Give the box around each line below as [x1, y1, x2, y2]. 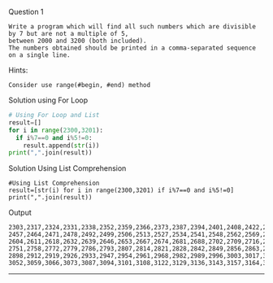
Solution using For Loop [8, 95, 89, 105]
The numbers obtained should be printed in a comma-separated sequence [8, 44, 256, 52]
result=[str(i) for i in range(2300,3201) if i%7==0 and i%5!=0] [8, 186, 234, 194]
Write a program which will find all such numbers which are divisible [8, 23, 256, 31]
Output [8, 207, 32, 218]
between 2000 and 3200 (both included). [8, 37, 148, 45]
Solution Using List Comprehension [8, 163, 127, 173]
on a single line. [8, 51, 71, 59]
